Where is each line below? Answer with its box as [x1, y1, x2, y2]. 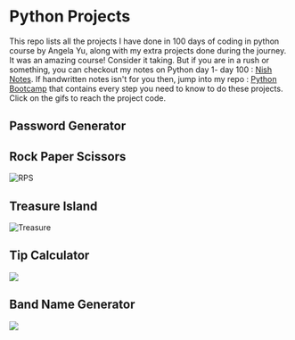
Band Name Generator [9, 297, 135, 312]
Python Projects [9, 6, 131, 27]
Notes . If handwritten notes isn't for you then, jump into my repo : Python [9, 73, 277, 84]
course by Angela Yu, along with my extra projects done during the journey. [9, 45, 287, 55]
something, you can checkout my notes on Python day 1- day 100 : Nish [9, 64, 273, 75]
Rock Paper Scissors [9, 149, 127, 164]
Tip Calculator [9, 248, 90, 263]
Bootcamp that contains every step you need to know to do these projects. [9, 83, 283, 94]
